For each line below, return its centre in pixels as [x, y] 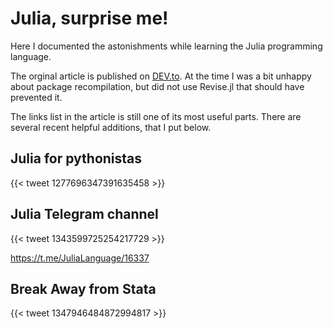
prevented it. [36, 97]
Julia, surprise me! [89, 18]
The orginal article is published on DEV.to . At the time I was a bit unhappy [161, 76]
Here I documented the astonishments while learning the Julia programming [166, 46]
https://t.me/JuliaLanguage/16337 [80, 258]
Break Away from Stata [83, 288]
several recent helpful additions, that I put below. [111, 127]
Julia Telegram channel [84, 214]
